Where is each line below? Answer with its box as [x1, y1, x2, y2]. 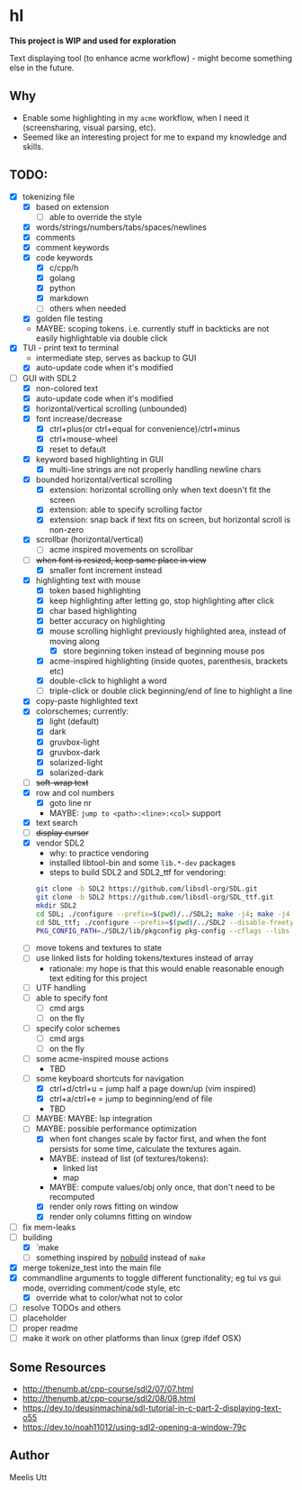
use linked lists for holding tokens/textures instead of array [35, 953, 254, 964]
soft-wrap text [35, 777, 89, 788]
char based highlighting [49, 605, 138, 616]
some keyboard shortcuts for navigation [35, 1074, 184, 1083]
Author [9, 1448, 49, 1463]
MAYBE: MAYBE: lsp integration [35, 1113, 153, 1124]
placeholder [22, 1312, 67, 1323]
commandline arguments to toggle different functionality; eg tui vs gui [22, 1272, 281, 1283]
